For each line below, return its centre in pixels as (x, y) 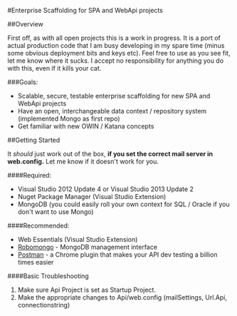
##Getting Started (34, 140)
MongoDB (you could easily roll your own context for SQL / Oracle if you (123, 204)
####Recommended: (38, 225)
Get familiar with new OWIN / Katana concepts (86, 126)
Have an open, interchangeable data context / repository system (112, 111)
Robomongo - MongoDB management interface (88, 247)
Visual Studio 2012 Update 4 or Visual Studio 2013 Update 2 (106, 189)
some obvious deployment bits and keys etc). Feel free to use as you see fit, (119, 53)
